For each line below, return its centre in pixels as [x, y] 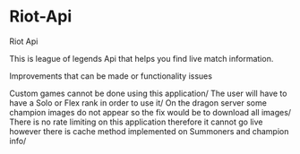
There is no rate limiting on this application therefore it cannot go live [136, 122]
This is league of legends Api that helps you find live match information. [141, 58]
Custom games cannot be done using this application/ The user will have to [148, 93]
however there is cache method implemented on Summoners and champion [149, 131]
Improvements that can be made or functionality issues [111, 76]
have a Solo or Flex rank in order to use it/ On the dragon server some [138, 103]
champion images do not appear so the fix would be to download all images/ [150, 112]
